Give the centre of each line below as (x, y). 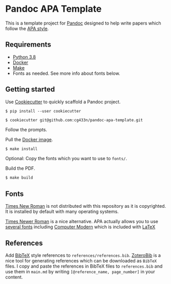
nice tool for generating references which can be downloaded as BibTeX (81, 260)
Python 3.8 (24, 57)
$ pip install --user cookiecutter (43, 111)
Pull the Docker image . (29, 139)
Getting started (30, 89)
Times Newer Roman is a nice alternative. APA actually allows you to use (82, 222)
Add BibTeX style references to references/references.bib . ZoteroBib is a (83, 255)
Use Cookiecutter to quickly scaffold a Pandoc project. (63, 102)
